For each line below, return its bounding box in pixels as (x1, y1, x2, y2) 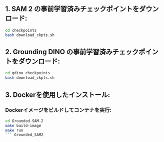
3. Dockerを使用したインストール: (5, 90, 110, 99)
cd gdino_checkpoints (5, 71, 50, 76)
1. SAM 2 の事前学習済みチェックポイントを (5, 5, 139, 14)
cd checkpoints (5, 28, 37, 33)
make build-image (5, 123, 41, 128)
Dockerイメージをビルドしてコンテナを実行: (5, 107, 111, 114)
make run (5, 127, 23, 133)
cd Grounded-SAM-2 (5, 118, 43, 123)
